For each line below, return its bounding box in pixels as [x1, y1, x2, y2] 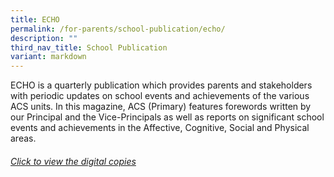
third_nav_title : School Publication [10, 42, 168, 53]
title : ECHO [10, 14, 60, 25]
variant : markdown [10, 52, 87, 62]
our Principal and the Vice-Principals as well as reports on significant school [10, 111, 325, 123]
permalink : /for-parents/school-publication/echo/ [10, 24, 226, 34]
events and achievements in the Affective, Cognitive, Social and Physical [10, 122, 310, 134]
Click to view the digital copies [10, 155, 137, 167]
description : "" [10, 33, 78, 43]
